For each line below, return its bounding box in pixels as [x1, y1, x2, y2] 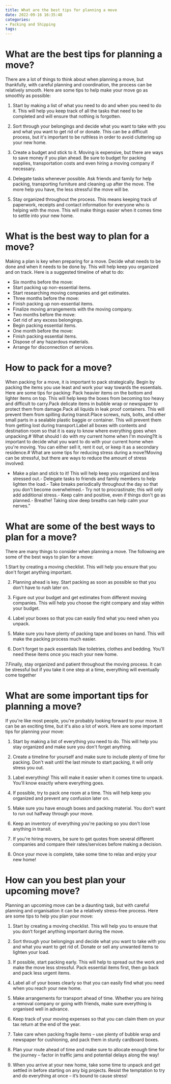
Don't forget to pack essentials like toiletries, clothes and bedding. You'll [12, 646, 164, 652]
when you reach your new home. [12, 985, 82, 991]
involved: [5, 460, 24, 466]
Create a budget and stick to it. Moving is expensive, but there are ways [12, 149, 164, 156]
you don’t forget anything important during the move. [12, 928, 124, 934]
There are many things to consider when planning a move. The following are [5, 548, 165, 554]
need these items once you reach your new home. [12, 651, 118, 657]
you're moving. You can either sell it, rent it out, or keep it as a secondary [5, 444, 159, 450]
